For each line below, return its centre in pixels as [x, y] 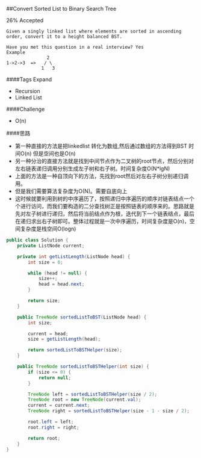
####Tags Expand [29, 79]
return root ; [44, 438]
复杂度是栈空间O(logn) [48, 229]
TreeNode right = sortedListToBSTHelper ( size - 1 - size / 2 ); [109, 411]
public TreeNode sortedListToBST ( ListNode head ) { [82, 317]
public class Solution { [37, 240]
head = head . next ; [61, 284]
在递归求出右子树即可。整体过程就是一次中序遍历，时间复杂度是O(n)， [102, 221]
